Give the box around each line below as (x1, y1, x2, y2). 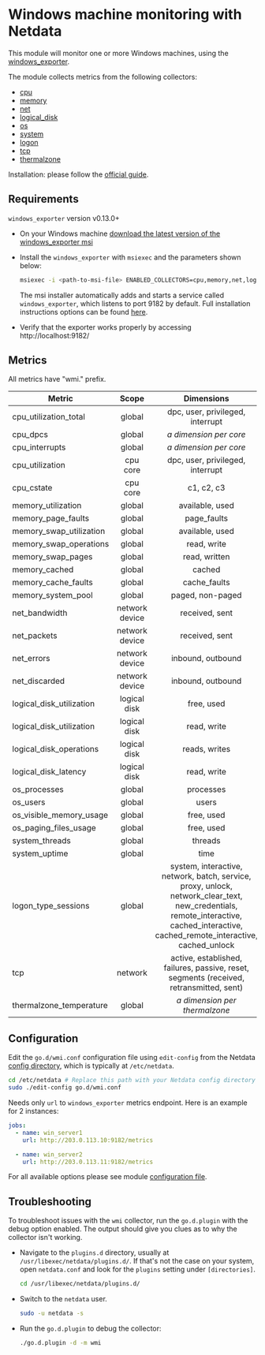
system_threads (12, 835, 71, 846)
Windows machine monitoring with (8, 6, 242, 24)
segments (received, (168, 972, 244, 984)
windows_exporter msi (19, 237, 93, 246)
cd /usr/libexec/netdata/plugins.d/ (19, 1280, 140, 1288)
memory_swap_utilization (12, 526, 106, 537)
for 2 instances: (8, 1107, 59, 1115)
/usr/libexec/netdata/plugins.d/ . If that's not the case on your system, (19, 1256, 255, 1266)
